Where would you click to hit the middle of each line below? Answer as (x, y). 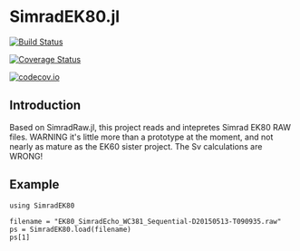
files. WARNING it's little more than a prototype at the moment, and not (141, 137)
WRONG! (26, 156)
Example (34, 184)
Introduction (45, 106)
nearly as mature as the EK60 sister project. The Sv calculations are (136, 146)
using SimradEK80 (42, 206)
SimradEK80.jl (65, 17)
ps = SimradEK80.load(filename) (70, 229)
